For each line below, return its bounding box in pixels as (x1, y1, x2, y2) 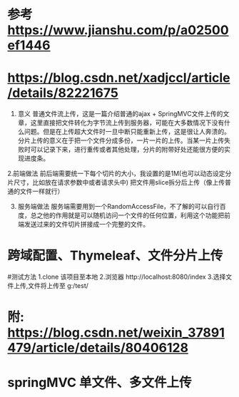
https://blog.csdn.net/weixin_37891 (7, 325, 225, 341)
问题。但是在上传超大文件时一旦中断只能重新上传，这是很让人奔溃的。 (24, 128, 230, 136)
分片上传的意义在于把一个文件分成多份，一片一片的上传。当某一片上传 (17, 136, 225, 145)
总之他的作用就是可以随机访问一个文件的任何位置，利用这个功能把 (30, 211, 225, 220)
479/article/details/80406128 (7, 340, 189, 356)
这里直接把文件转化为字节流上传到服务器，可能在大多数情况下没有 (30, 118, 225, 127)
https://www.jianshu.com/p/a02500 (7, 22, 230, 38)
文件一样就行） (19, 187, 64, 196)
